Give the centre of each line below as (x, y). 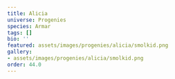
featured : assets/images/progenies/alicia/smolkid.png (88, 45)
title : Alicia (28, 13)
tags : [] (20, 33)
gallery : (20, 52)
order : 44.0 (24, 65)
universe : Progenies (37, 20)
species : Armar (29, 26)
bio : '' (18, 39)
